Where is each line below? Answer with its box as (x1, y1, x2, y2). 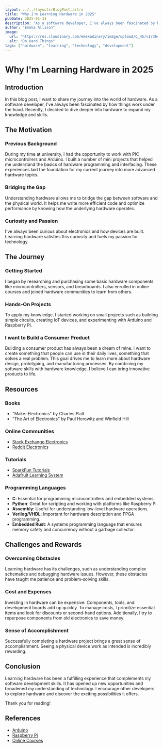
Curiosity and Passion (5, 217, 58, 224)
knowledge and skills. (5, 112, 49, 117)
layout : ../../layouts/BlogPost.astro (5, 7, 83, 12)
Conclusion (5, 663, 41, 671)
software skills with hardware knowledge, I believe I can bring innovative (5, 366, 150, 372)
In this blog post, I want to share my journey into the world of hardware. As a (5, 96, 158, 102)
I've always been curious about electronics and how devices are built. (5, 228, 145, 234)
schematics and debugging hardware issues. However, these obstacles (5, 571, 148, 577)
